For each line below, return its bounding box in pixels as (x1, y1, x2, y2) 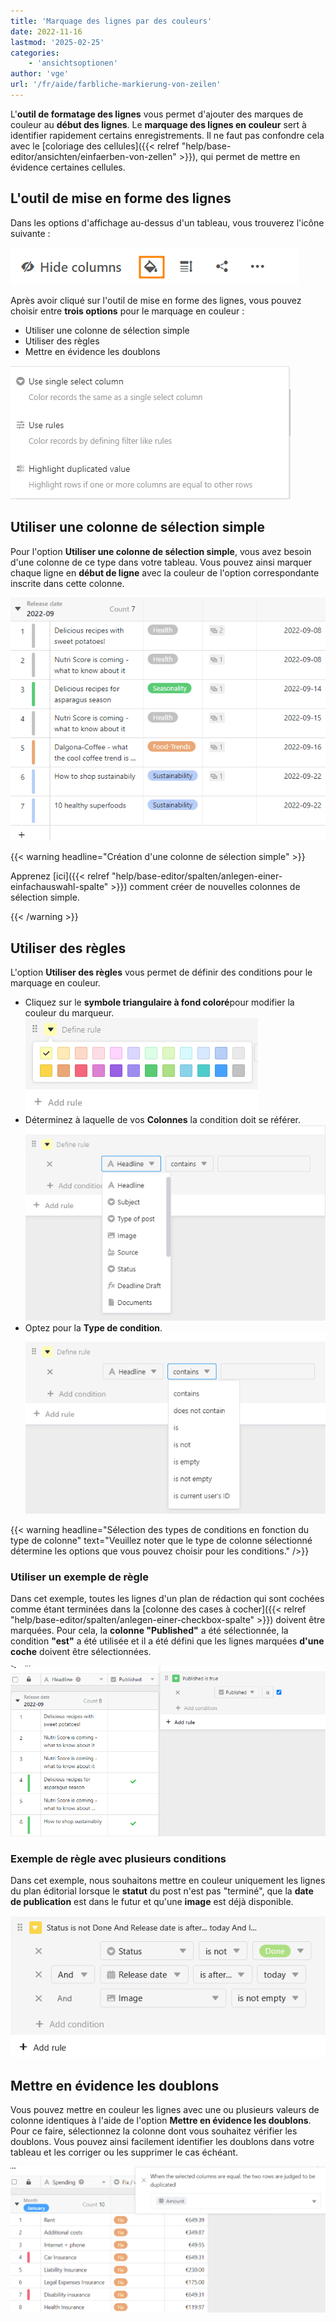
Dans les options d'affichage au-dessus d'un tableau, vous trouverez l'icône (10, 216, 325, 229)
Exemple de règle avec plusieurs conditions (10, 1851, 227, 1865)
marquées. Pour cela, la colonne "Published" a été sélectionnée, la (10, 1625, 289, 1637)
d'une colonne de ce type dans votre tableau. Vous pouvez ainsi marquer (10, 556, 313, 568)
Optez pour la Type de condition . (24, 1322, 163, 1334)
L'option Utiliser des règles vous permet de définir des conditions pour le (10, 966, 313, 978)
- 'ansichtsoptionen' (28, 58, 118, 69)
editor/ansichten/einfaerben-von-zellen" (10, 150, 177, 162)
